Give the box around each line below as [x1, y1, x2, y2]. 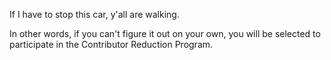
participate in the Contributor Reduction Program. [9, 39, 214, 50]
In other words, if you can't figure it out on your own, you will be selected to [9, 28, 321, 39]
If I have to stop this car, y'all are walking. [9, 9, 180, 20]
